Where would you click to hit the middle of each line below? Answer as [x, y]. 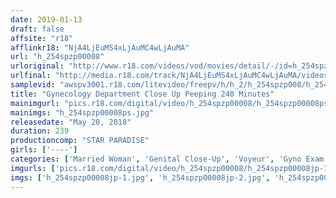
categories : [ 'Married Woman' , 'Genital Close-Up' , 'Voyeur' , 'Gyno [156, 159]
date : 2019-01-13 [46, 19]
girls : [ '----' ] [44, 150]
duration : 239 [40, 131]
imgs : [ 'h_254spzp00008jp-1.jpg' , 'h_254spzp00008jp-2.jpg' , [140, 177]
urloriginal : [37, 66]
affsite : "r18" [42, 38]
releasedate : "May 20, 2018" [71, 122]
